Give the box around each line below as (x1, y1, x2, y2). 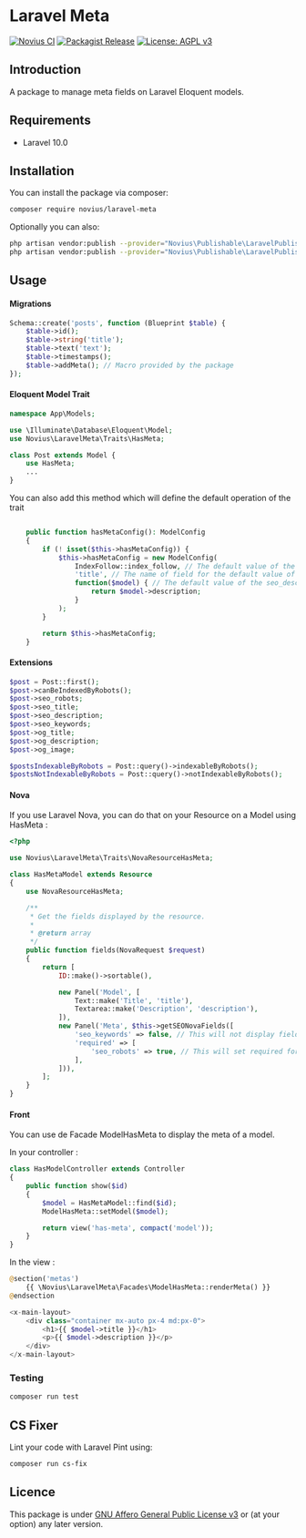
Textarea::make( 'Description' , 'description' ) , (74, 1004, 259, 1014)
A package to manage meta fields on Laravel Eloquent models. (9, 86, 244, 97)
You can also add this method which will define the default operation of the (9, 493, 291, 504)
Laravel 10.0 (22, 137, 68, 148)
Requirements (9, 113, 91, 128)
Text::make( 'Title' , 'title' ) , (74, 996, 194, 1005)
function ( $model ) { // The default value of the (74, 579, 262, 588)
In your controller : (9, 1147, 79, 1158)
